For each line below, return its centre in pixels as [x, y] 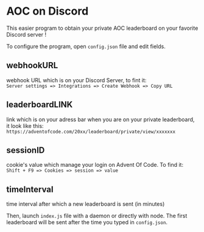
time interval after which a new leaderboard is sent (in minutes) [86, 204]
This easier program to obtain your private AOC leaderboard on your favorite [102, 28]
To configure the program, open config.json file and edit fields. [86, 46]
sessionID [26, 150]
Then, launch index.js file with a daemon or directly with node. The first [97, 216]
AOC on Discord [47, 11]
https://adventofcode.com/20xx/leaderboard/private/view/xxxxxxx [91, 132]
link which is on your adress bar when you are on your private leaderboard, [100, 119]
